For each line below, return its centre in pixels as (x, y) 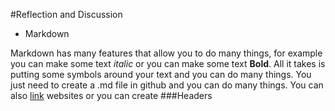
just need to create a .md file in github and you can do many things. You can (167, 85)
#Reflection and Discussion (66, 14)
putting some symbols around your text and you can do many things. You (161, 74)
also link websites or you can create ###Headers (111, 95)
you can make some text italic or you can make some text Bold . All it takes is (168, 63)
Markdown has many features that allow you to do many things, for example (166, 53)
